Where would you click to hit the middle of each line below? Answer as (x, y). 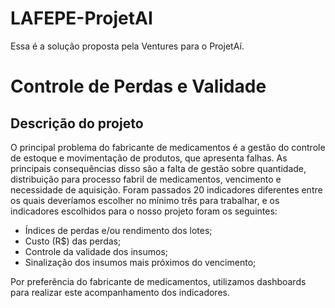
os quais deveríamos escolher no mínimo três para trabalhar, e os (145, 200)
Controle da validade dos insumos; (96, 251)
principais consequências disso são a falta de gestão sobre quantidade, (158, 168)
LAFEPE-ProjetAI (81, 18)
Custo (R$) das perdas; (73, 241)
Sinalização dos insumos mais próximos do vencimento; (140, 262)
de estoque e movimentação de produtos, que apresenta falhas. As (149, 158)
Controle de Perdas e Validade (138, 86)
